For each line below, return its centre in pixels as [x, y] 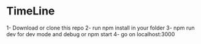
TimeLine [31, 11]
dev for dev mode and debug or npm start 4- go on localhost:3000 [91, 34]
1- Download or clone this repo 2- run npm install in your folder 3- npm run [100, 28]
